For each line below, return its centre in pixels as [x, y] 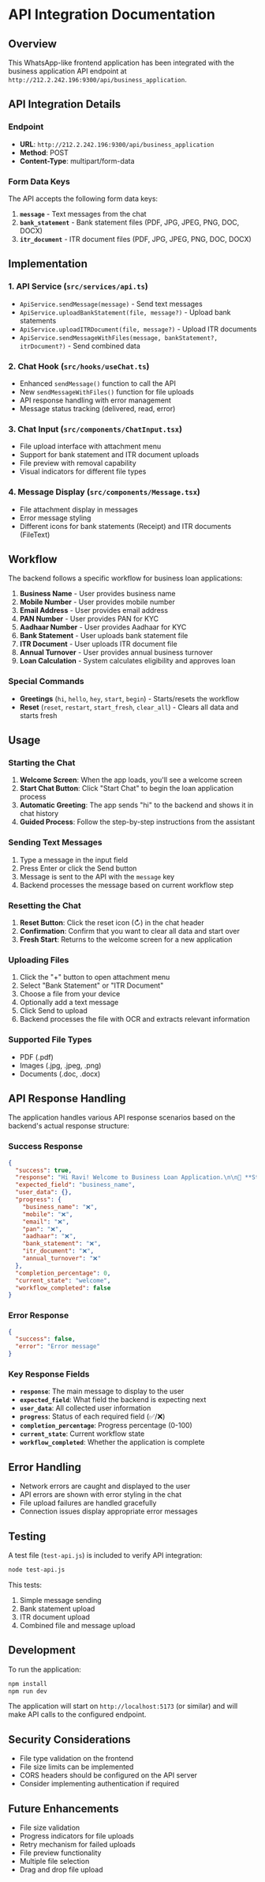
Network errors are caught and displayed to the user [105, 1486]
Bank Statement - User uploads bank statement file [104, 636]
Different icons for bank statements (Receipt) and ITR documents [125, 526]
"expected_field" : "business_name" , [75, 1185]
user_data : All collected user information [85, 1408]
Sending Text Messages [55, 842]
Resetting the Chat [45, 905]
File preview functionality [60, 1853]
